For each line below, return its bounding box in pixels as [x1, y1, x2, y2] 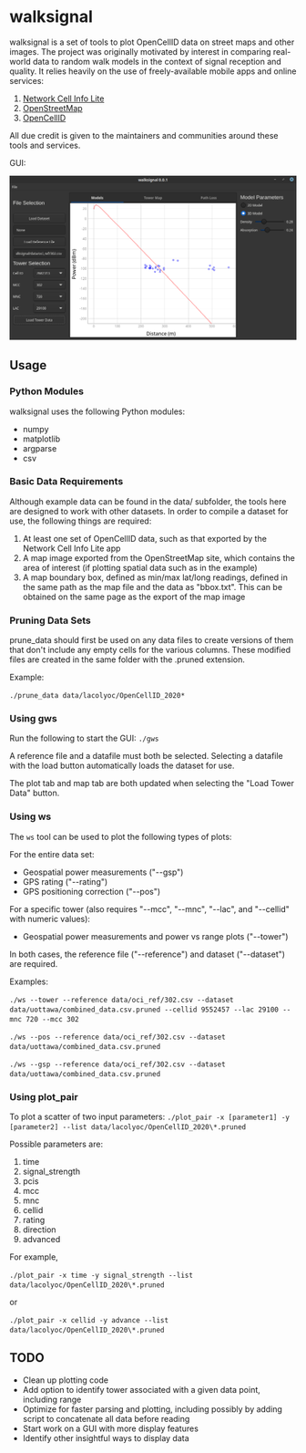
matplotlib [22, 433, 61, 444]
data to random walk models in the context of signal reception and [32, 56, 282, 67]
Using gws [9, 712, 57, 725]
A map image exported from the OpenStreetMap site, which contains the [22, 552, 296, 563]
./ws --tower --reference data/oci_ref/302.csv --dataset [9, 995, 234, 1004]
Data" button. [9, 787, 60, 799]
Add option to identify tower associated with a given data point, [22, 1384, 261, 1395]
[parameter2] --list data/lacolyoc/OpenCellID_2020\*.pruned [9, 1123, 247, 1132]
